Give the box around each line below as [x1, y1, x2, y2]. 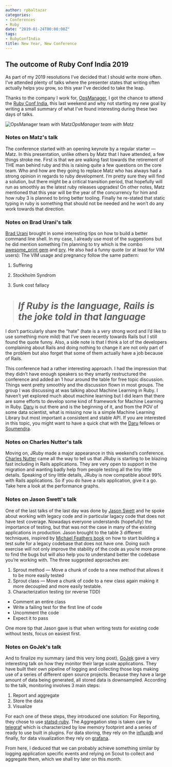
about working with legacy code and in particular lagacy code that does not [5, 513, 165, 519]
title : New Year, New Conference [5, 41, 77, 46]
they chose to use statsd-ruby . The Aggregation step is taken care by [5, 719, 152, 725]
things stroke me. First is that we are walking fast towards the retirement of [5, 156, 164, 163]
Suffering [12, 262, 33, 268]
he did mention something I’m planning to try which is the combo [5, 241, 143, 248]
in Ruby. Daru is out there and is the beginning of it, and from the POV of [5, 404, 158, 410]
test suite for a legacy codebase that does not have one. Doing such [5, 540, 150, 546]
